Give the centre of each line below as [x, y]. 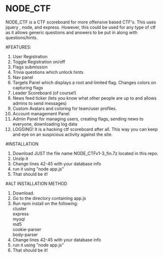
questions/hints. [22, 38]
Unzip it [20, 158]
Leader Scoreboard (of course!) [44, 93]
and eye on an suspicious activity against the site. [63, 134]
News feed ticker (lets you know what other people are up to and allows [85, 98]
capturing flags [28, 87]
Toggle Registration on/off [39, 62]
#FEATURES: [18, 47]
